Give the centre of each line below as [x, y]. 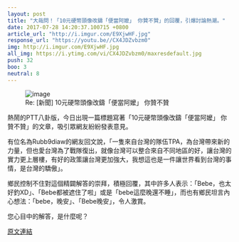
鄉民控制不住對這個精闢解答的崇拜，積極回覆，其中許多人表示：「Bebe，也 [116, 183]
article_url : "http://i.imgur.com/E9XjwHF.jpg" [79, 34]
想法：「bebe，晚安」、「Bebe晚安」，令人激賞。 [81, 201]
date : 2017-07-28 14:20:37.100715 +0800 [68, 27]
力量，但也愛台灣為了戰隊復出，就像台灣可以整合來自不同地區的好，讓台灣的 [119, 150]
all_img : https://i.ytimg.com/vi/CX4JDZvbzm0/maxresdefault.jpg [105, 54]
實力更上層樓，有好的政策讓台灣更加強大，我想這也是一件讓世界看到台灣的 [116, 159]
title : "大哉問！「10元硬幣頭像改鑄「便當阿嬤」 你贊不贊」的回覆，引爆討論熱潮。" [117, 21]
